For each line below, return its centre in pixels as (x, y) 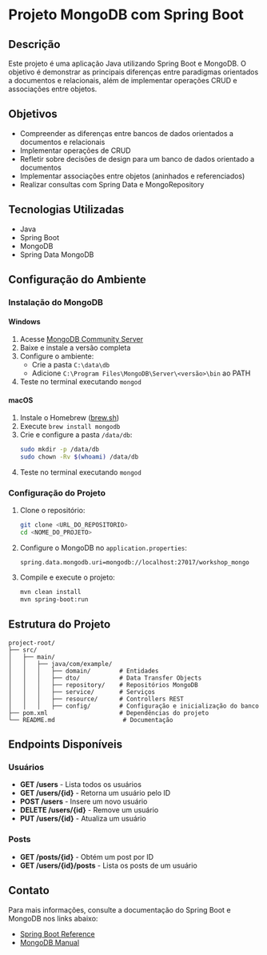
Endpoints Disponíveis (65, 745)
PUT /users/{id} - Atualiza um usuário (83, 819)
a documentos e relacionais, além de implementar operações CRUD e (123, 80)
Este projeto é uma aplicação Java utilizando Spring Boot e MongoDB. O (127, 63)
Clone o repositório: (52, 511)
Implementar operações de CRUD (75, 150)
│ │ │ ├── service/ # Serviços (82, 692)
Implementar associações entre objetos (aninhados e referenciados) (132, 176)
